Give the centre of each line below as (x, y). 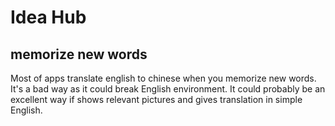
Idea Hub (48, 17)
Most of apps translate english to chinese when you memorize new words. (163, 78)
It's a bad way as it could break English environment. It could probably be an (168, 89)
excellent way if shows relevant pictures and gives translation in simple (156, 99)
